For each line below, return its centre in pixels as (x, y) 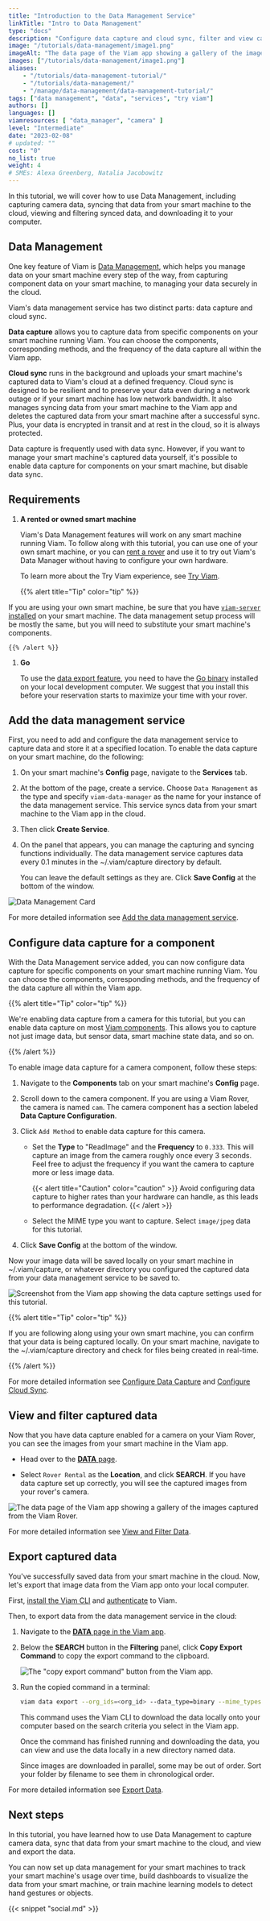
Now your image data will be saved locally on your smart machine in (121, 1261)
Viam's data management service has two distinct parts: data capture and (131, 308)
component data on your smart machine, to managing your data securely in (133, 284)
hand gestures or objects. (51, 1893)
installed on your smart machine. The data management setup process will (132, 615)
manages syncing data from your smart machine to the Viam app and (123, 407)
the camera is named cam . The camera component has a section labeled (139, 1107)
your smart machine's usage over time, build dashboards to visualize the (129, 1875)
